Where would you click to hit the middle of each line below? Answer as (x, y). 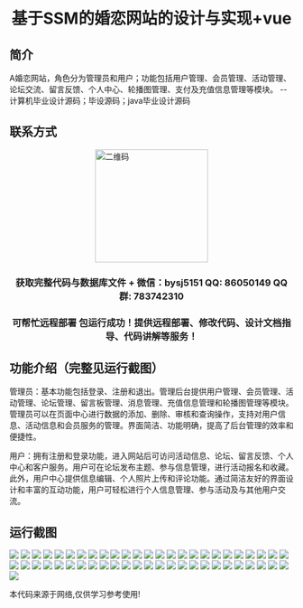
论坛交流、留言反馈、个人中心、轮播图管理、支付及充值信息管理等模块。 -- (148, 89)
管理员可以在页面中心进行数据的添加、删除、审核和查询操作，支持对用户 (143, 414)
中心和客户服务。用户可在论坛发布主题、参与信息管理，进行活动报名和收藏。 (151, 467)
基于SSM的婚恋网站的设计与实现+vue (151, 19)
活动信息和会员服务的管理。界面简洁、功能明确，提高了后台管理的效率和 (159, 426)
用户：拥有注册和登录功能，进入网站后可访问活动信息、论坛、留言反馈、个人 (151, 456)
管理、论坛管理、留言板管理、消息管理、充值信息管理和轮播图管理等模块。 (155, 403)
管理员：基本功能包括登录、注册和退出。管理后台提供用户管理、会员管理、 (147, 392)
